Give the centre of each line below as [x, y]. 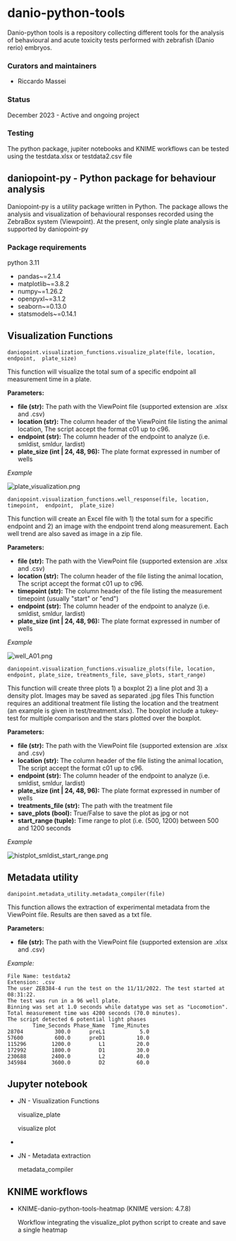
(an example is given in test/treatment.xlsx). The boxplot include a [103, 711]
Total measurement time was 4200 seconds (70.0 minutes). [94, 1013]
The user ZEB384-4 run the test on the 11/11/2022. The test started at [116, 988]
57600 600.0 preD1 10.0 [79, 1038]
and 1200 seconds [44, 828]
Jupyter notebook [48, 1084]
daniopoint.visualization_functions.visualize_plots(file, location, [112, 669]
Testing [20, 133]
